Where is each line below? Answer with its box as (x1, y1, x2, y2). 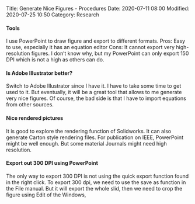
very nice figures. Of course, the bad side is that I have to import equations (6, 95, 187, 102)
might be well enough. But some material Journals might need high (6, 140, 168, 147)
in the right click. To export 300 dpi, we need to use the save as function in (6, 178, 186, 186)
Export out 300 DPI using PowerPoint (6, 160, 98, 167)
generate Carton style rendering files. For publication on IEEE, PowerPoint (6, 134, 184, 141)
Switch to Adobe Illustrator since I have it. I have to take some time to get (6, 82, 182, 89)
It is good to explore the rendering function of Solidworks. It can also (6, 127, 172, 134)
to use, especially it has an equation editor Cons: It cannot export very (6, 44, 175, 51)
